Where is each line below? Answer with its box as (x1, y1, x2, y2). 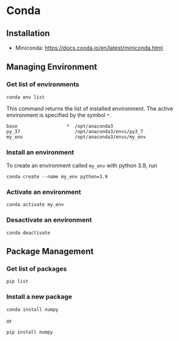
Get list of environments (6, 80, 79, 89)
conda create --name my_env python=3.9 (6, 174, 108, 180)
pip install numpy (6, 329, 53, 335)
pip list (6, 279, 29, 285)
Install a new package (6, 293, 72, 301)
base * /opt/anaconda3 (6, 123, 114, 129)
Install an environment (6, 148, 75, 156)
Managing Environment (6, 62, 98, 72)
